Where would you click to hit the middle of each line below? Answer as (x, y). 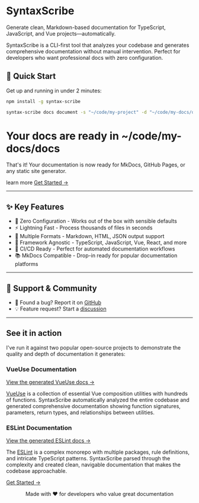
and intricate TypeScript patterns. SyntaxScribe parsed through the (88, 459)
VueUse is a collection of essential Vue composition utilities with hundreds (97, 394)
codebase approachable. (36, 471)
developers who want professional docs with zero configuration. (85, 57)
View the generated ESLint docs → (48, 441)
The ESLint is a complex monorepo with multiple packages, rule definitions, (98, 452)
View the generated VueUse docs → (50, 382)
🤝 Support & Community (52, 288)
